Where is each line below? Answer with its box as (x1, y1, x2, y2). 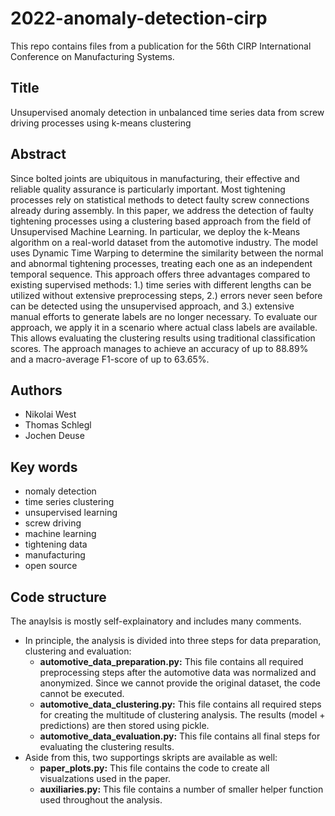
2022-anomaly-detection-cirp (10, 7, 268, 30)
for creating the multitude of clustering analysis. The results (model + (39, 709, 326, 721)
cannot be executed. (39, 688, 125, 699)
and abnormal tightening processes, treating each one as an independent (10, 257, 313, 269)
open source (24, 560, 78, 572)
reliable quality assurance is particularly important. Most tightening (10, 183, 286, 195)
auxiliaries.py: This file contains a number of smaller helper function (39, 783, 324, 795)
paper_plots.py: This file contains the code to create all (39, 762, 270, 774)
